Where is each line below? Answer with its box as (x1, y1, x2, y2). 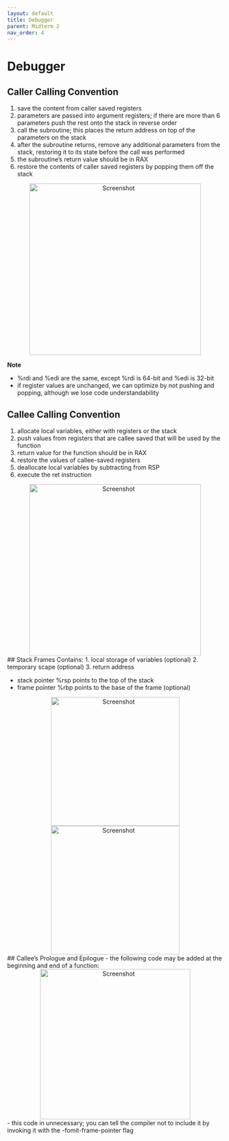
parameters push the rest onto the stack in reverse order (16, 119, 178, 127)
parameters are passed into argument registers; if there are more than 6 (16, 111, 221, 120)
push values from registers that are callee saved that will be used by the (16, 434, 221, 443)
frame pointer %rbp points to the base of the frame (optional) (16, 684, 191, 692)
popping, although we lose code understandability (16, 389, 160, 397)
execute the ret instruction (16, 471, 92, 479)
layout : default (7, 10, 53, 17)
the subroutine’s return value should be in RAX (16, 155, 149, 163)
